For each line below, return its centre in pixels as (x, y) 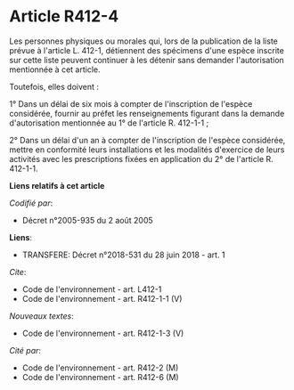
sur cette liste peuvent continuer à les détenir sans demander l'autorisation (147, 60)
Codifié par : (31, 203)
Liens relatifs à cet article (57, 185)
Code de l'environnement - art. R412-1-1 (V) (102, 298)
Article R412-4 (64, 16)
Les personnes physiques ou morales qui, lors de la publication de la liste (144, 41)
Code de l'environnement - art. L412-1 (92, 289)
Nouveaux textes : (41, 316)
